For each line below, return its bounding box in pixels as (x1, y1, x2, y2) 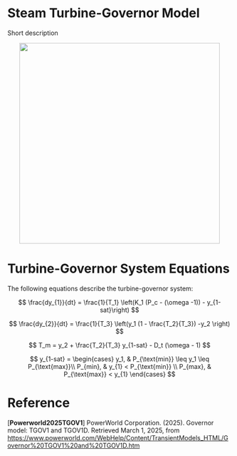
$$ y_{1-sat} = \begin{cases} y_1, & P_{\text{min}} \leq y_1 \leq (29, 355, 210, 363)
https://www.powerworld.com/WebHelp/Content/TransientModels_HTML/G (7, 433, 229, 442)
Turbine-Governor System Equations (7, 260, 230, 277)
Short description (7, 29, 58, 37)
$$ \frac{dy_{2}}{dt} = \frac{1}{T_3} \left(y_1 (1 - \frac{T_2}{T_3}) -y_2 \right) (9, 319, 231, 328)
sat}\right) (99, 305, 130, 314)
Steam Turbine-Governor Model (7, 5, 201, 21)
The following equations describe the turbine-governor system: (7, 284, 194, 293)
